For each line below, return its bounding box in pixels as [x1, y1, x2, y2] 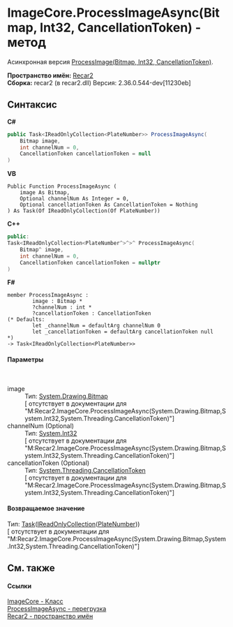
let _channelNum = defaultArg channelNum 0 [32, 323, 160, 330]
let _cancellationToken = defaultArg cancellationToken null [32, 328, 214, 336]
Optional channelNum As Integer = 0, [20, 196, 130, 202]
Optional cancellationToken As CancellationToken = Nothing [20, 201, 198, 209]
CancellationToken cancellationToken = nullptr [20, 259, 160, 266]
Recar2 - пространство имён [7, 612, 93, 621]
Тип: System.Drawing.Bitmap [24, 392, 108, 400]
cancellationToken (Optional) [7, 459, 90, 467]
